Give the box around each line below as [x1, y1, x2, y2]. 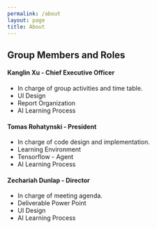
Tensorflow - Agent [17, 153, 74, 161]
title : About [7, 23, 45, 30]
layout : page [7, 17, 45, 24]
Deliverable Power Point [17, 199, 87, 207]
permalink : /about [7, 10, 61, 17]
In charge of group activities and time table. [17, 84, 143, 92]
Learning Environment [17, 145, 82, 154]
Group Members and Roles [7, 49, 126, 61]
